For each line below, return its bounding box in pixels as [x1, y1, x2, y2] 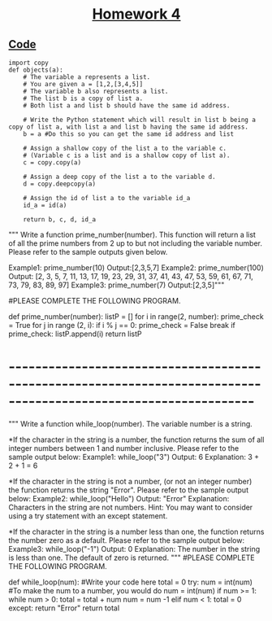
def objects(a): [8, 66, 63, 74]
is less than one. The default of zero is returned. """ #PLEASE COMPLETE [8, 553, 255, 562]
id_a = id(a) [23, 201, 67, 209]
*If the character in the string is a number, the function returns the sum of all [8, 435, 265, 444]
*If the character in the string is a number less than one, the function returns [8, 527, 265, 536]
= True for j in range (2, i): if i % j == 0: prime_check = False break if [8, 321, 235, 330]
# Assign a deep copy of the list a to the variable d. [23, 173, 217, 181]
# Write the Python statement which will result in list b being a [23, 116, 256, 124]
